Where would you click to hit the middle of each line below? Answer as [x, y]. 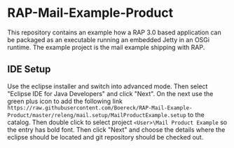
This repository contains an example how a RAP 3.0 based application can [115, 32]
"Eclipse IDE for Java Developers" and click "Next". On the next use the [110, 93]
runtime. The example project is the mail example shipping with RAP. [106, 47]
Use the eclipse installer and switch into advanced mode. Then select [108, 86]
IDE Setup [29, 69]
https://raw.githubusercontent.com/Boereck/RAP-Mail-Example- [100, 108]
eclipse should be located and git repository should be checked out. [105, 137]
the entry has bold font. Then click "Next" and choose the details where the [116, 129]
